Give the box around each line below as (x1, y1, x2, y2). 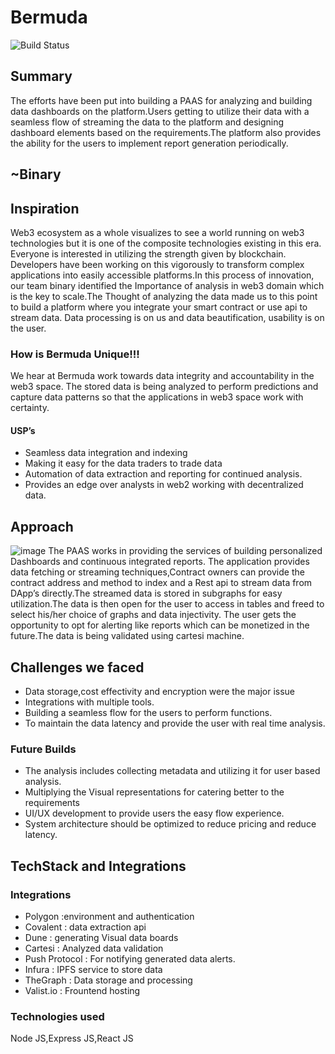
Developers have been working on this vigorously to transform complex (10, 258, 305, 270)
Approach (10, 518, 74, 535)
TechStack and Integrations (10, 857, 187, 875)
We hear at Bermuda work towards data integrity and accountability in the (10, 370, 315, 382)
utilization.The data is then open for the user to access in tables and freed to (10, 598, 325, 610)
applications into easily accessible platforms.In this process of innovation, (10, 269, 315, 281)
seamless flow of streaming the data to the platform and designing (10, 116, 285, 128)
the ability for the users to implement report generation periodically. (10, 137, 289, 149)
